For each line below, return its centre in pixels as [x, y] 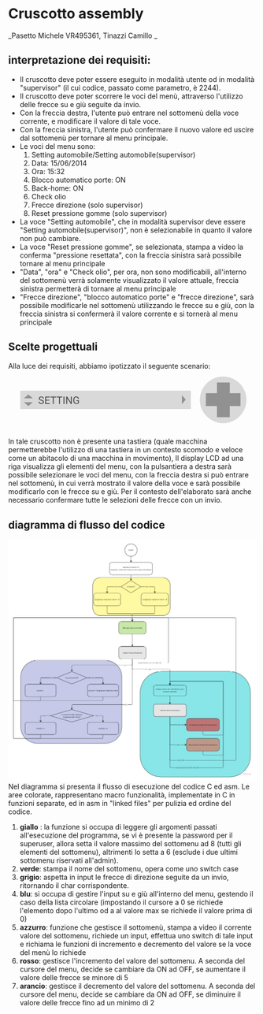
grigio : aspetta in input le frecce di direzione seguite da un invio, [124, 877]
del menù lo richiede [53, 952]
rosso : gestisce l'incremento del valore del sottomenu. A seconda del [132, 960]
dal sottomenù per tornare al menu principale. [94, 138]
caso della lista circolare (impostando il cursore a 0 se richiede [121, 902]
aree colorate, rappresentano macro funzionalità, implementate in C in [122, 795]
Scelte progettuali [53, 347]
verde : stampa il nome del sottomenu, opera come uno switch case [129, 868]
